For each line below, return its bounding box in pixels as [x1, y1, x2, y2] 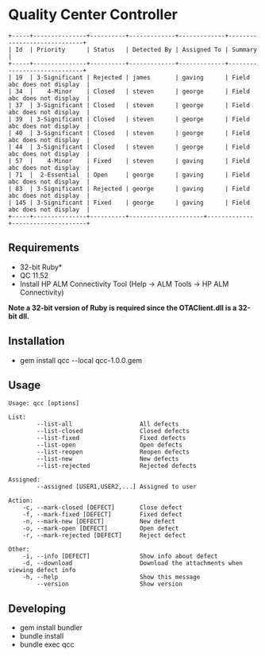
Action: [8, 497, 34, 505]
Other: [8, 546, 30, 554]
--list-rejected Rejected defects [36, 462, 197, 470]
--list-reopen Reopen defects [36, 448, 190, 456]
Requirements [8, 241, 79, 255]
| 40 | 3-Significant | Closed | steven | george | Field [8, 129, 250, 137]
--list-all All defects [36, 420, 179, 428]
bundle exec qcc [19, 640, 75, 649]
